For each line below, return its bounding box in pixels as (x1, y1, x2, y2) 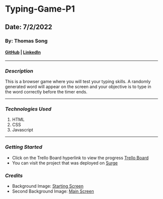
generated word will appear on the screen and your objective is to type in (5, 84, 151, 90)
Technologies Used (5, 106, 52, 112)
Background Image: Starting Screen (12, 183, 84, 189)
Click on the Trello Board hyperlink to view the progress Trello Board (12, 155, 149, 161)
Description (5, 67, 33, 74)
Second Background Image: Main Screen (12, 188, 94, 194)
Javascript (12, 127, 33, 133)
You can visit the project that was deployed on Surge (12, 160, 118, 166)
